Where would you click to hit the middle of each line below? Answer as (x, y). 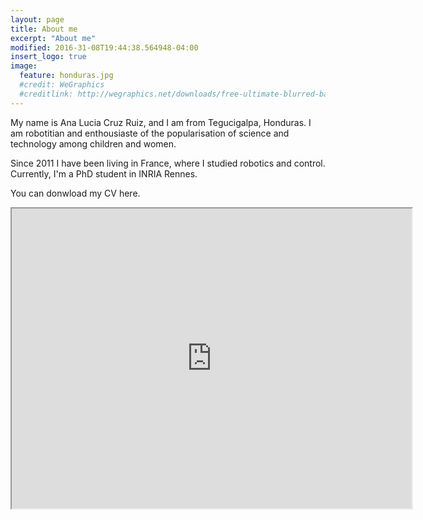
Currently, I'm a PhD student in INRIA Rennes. (104, 173)
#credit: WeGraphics (62, 85)
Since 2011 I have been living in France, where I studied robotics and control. (168, 163)
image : (24, 66)
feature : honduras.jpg (66, 76)
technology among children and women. (93, 143)
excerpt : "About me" (53, 38)
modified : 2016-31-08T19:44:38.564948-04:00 (104, 47)
